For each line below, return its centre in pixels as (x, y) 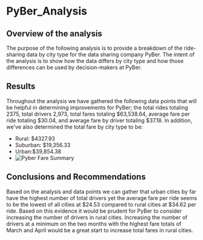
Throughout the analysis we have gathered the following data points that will (101, 101)
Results (21, 86)
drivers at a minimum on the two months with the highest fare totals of (94, 224)
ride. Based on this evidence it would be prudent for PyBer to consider (94, 211)
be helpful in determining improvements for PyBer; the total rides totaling (97, 107)
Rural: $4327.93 (35, 138)
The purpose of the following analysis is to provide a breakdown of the (95, 48)
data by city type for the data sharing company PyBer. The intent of (111, 55)
